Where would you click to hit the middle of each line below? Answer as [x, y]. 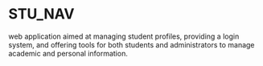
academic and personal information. [68, 53]
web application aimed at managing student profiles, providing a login [124, 36]
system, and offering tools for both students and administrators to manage [131, 44]
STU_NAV [41, 14]
